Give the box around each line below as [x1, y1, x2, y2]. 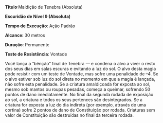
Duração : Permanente [5, 42, 50, 48]
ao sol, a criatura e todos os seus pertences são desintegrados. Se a [5, 97, 143, 103]
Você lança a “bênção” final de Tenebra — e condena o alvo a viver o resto [5, 61, 156, 66]
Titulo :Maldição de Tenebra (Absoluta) [5, 4, 83, 10]
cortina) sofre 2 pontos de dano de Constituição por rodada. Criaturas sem [5, 107, 155, 113]
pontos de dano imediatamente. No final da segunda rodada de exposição [5, 92, 154, 97]
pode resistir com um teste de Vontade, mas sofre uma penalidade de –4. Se [5, 71, 159, 77]
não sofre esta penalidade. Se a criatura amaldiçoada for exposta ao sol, [5, 81, 150, 87]
